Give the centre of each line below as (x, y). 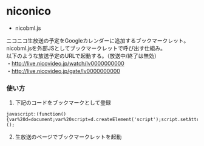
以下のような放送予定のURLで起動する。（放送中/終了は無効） (83, 55)
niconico (29, 11)
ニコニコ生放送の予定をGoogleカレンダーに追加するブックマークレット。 (98, 40)
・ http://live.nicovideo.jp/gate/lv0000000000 (63, 71)
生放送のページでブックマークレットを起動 (68, 137)
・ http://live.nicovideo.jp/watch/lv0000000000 (65, 63)
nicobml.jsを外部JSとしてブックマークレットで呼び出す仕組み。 (86, 48)
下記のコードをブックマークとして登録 (63, 103)
